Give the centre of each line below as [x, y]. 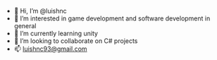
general [25, 26]
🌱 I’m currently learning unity [56, 33]
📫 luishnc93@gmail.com [50, 49]
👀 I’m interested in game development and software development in [112, 18]
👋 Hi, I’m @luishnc [40, 11]
